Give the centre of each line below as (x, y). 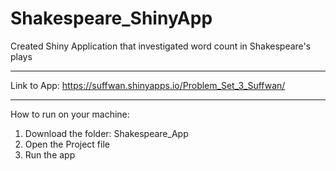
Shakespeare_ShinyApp (111, 18)
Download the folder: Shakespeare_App (106, 133)
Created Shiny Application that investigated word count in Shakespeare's (161, 46)
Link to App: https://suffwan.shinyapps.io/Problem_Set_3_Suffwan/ (148, 85)
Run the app (50, 154)
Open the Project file (67, 144)
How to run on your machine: (70, 114)
